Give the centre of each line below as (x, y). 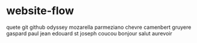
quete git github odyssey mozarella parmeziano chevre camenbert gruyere (99, 27)
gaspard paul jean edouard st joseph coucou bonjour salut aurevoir (89, 33)
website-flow (40, 11)
